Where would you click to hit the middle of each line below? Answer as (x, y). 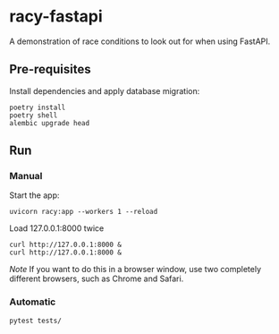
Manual (26, 176)
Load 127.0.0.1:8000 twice (57, 228)
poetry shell (34, 115)
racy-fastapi (56, 17)
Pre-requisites (50, 69)
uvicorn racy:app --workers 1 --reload (84, 212)
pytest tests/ (36, 321)
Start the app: (34, 195)
